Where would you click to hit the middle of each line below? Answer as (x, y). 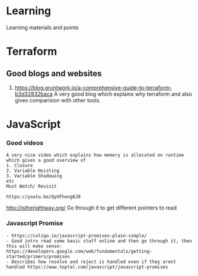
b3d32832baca (34, 94)
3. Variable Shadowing (34, 176)
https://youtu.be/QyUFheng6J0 (44, 197)
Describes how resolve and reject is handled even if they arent (94, 262)
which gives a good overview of (46, 161)
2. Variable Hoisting (33, 171)
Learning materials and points (42, 27)
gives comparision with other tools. (58, 100)
